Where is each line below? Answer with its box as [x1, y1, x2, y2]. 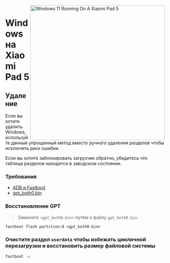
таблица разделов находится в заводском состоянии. [5, 160, 122, 167]
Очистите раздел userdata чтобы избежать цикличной [5, 236, 147, 243]
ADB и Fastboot [12, 185, 46, 191]
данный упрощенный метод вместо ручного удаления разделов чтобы [11, 140, 164, 146]
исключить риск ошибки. [5, 145, 60, 151]
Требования [5, 173, 37, 180]
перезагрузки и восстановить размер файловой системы [5, 242, 156, 249]
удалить [5, 124, 23, 129]
